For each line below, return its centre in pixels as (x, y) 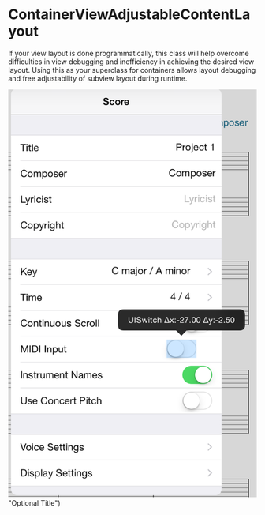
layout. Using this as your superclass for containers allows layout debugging (132, 70)
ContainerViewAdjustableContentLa (129, 15)
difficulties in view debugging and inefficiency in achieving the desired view (131, 62)
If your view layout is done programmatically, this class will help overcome (129, 53)
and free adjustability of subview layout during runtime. (98, 78)
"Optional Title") (34, 502)
